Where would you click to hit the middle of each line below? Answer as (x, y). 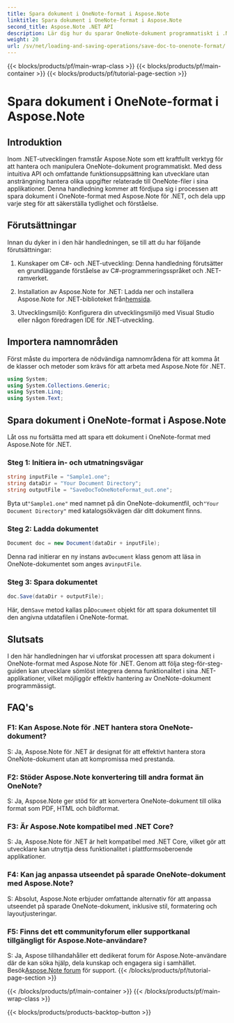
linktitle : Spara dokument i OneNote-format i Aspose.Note (95, 20)
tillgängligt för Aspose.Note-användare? (77, 940)
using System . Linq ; (36, 392)
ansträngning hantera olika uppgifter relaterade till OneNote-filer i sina (108, 181)
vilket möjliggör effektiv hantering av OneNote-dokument (129, 679)
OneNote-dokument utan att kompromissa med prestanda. (91, 759)
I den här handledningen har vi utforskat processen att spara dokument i (111, 656)
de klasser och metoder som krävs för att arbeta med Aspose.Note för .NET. (117, 366)
